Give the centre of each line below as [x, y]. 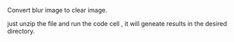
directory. [21, 31]
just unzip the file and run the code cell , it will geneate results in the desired [117, 23]
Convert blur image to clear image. [57, 10]
